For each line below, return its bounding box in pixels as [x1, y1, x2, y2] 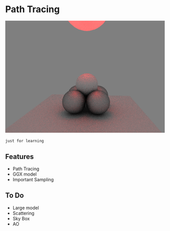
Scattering [12, 210, 34, 216]
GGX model [12, 171, 37, 177]
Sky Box [12, 215, 30, 221]
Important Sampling [12, 176, 54, 182]
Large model [12, 205, 39, 211]
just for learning [5, 139, 44, 144]
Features [5, 152, 34, 161]
